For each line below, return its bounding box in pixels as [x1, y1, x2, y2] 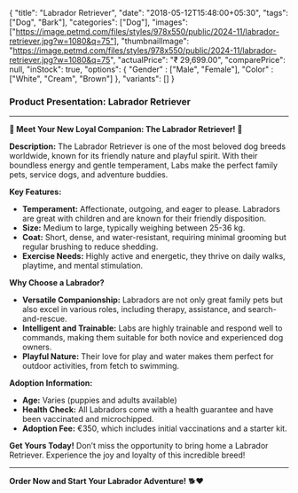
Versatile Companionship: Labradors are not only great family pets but [21, 294, 284, 305]
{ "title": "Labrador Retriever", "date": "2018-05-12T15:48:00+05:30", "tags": [9, 8, 289, 18]
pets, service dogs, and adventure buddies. [9, 169, 169, 180]
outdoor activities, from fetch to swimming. [21, 361, 180, 372]
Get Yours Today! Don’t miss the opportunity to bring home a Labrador [9, 441, 269, 451]
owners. [21, 341, 52, 353]
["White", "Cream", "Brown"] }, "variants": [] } [9, 74, 176, 83]
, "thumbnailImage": [116, 35, 190, 46]
